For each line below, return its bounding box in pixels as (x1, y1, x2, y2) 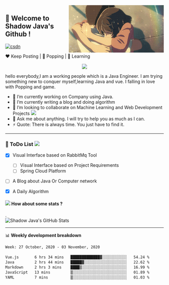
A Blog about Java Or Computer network (12, 178, 97, 184)
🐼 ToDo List (5, 140, 34, 148)
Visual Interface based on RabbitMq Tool (12, 152, 97, 158)
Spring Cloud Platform (20, 168, 66, 174)
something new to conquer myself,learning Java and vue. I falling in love (5, 78, 155, 84)
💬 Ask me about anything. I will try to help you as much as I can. (12, 116, 145, 122)
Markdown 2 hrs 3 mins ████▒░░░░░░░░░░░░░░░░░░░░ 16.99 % (5, 265, 150, 270)
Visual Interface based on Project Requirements (20, 162, 119, 168)
